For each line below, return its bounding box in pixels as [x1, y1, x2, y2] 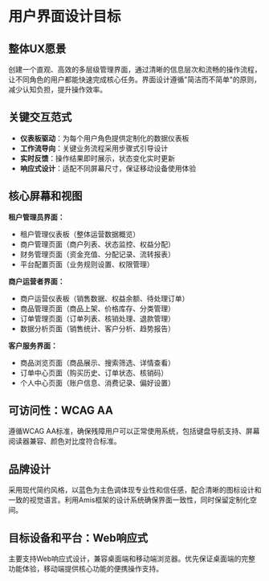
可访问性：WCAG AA [8, 403, 114, 418]
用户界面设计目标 [8, 7, 122, 26]
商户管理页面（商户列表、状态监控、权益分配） [19, 239, 175, 249]
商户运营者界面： [8, 276, 65, 286]
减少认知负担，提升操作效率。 [8, 85, 107, 94]
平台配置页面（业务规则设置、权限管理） [19, 259, 154, 269]
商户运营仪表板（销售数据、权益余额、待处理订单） [19, 293, 190, 303]
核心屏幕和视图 [8, 190, 83, 203]
